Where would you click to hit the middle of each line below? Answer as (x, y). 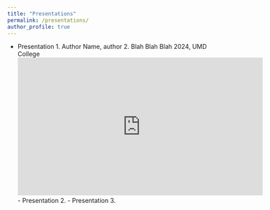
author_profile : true (39, 27)
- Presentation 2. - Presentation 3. (66, 201)
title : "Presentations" (42, 14)
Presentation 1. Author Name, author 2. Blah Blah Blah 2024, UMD (112, 47)
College (29, 54)
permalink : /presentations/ (48, 20)
